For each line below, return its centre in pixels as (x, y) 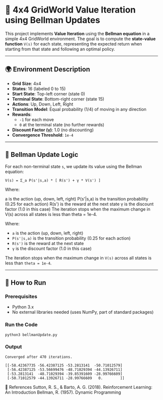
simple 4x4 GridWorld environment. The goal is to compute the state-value (81, 39)
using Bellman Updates (53, 20)
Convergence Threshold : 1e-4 (43, 135)
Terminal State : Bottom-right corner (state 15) (58, 99)
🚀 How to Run (26, 283)
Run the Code (21, 325)
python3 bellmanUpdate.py (31, 335)
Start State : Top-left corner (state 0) (49, 93)
